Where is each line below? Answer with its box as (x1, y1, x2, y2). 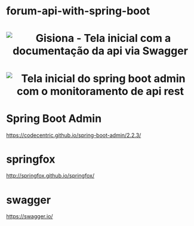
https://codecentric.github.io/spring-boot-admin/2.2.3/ (6, 132, 141, 139)
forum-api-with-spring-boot (6, 4, 150, 18)
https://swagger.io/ (6, 213, 53, 220)
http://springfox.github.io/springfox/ (6, 172, 94, 179)
